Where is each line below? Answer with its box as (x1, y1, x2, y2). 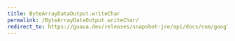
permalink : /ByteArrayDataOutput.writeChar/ (7, 17, 139, 24)
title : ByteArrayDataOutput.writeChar (7, 10, 120, 17)
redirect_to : (7, 23, 45, 30)
